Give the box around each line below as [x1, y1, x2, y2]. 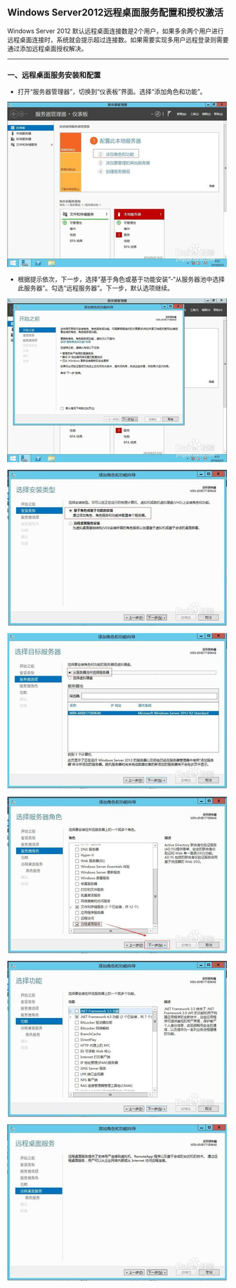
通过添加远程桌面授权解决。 [7, 44, 88, 53]
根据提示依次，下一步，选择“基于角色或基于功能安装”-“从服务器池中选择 [17, 275, 225, 283]
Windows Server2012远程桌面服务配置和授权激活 [7, 6, 224, 19]
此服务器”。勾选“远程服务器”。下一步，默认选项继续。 [17, 284, 174, 292]
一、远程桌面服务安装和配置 [7, 70, 101, 79]
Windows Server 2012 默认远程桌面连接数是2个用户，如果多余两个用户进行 [7, 27, 224, 35]
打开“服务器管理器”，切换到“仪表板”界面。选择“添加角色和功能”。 [17, 87, 206, 96]
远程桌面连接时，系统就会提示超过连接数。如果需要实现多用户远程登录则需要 [7, 35, 229, 44]
